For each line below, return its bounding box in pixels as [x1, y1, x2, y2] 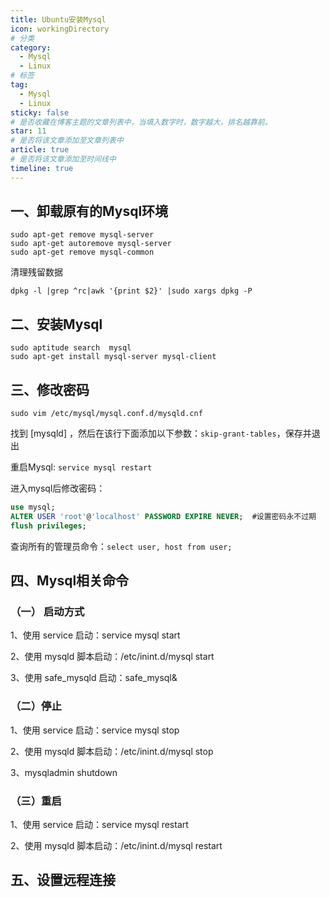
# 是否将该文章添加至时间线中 [10, 154, 117, 164]
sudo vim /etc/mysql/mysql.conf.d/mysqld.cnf [10, 409, 203, 419]
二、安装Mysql [10, 316, 103, 333]
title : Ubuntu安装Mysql [10, 14, 107, 25]
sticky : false [10, 107, 70, 118]
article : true [10, 145, 70, 155]
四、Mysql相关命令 [10, 572, 130, 590]
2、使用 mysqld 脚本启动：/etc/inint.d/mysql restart [10, 839, 223, 851]
